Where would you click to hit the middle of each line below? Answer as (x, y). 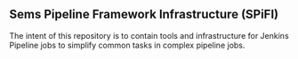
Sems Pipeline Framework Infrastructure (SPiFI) (144, 15)
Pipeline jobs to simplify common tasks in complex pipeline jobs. (127, 45)
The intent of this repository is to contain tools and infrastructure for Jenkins (149, 35)
